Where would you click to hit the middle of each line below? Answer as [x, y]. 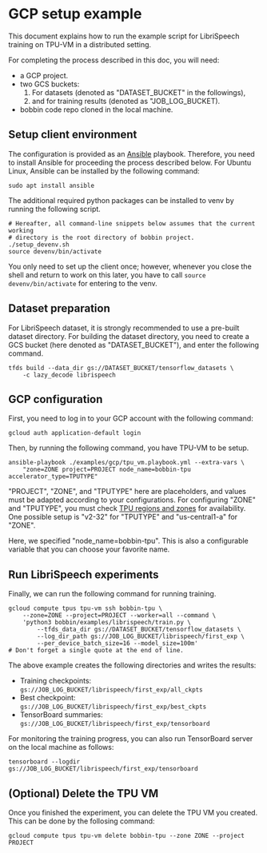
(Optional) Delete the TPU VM [84, 793]
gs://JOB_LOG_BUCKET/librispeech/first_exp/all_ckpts [111, 690]
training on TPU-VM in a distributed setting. [80, 44]
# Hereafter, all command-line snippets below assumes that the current [132, 223]
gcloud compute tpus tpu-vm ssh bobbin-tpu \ [85, 608]
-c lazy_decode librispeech [69, 375]
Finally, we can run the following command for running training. [112, 594]
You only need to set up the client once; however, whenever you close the [130, 266]
